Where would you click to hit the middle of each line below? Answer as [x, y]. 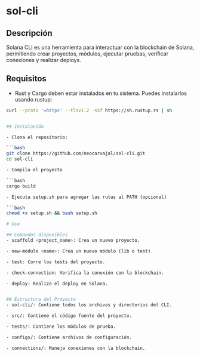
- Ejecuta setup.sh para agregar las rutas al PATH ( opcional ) [87, 197]
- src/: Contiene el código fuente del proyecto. [69, 316]
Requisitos [26, 79]
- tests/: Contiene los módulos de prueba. [61, 327]
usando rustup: [33, 99]
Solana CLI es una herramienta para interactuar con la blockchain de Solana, [100, 47]
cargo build [21, 186]
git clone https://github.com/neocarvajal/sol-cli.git [76, 153]
